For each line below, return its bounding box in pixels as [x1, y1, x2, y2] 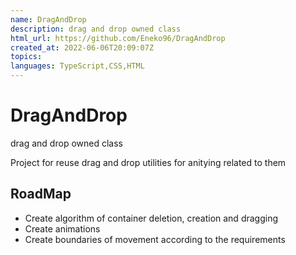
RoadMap [10, 186, 72, 203]
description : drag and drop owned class [10, 24, 182, 34]
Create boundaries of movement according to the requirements [24, 233, 286, 245]
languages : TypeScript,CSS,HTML [10, 61, 145, 71]
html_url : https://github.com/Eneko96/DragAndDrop [10, 33, 226, 43]
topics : [10, 52, 43, 62]
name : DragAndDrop [10, 14, 87, 25]
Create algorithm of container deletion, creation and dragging [24, 212, 279, 224]
